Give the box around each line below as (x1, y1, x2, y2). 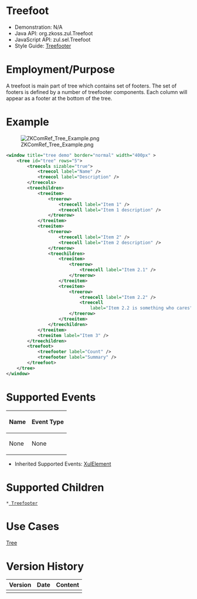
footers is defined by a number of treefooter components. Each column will (6, 88, 188, 95)
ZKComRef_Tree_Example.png (21, 141, 94, 148)
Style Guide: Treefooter (14, 42, 72, 49)
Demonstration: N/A (14, 23, 63, 31)
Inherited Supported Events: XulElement (14, 460, 111, 467)
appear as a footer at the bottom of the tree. (6, 95, 113, 102)
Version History (6, 560, 84, 573)
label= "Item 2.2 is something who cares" (90, 305, 193, 311)
